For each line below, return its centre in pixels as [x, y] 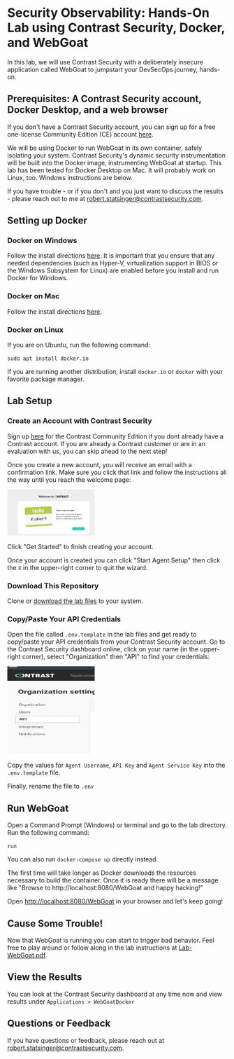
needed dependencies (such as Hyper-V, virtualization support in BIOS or [113, 263]
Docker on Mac [34, 296]
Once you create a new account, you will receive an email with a [100, 464]
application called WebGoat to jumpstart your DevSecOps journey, [103, 69]
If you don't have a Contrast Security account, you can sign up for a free [111, 127]
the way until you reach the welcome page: [69, 479]
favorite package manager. [46, 379]
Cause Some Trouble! [55, 923]
